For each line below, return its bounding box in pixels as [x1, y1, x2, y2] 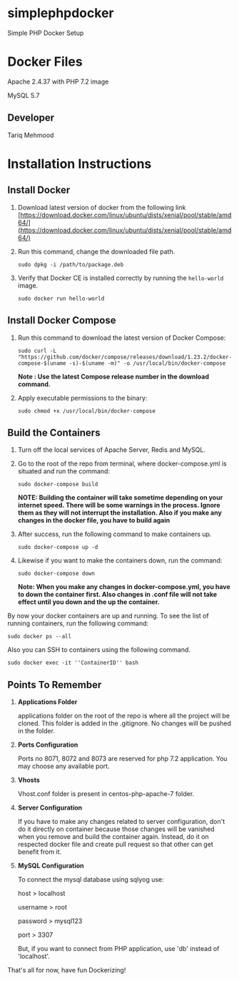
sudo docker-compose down [17, 570, 95, 578]
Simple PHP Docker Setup [7, 29, 84, 37]
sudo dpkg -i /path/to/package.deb [17, 261, 124, 268]
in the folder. [17, 727, 56, 735]
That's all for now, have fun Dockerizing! [7, 966, 126, 975]
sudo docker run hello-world [17, 295, 105, 302]
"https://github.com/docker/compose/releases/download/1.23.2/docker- [17, 353, 233, 361]
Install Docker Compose [7, 314, 116, 326]
